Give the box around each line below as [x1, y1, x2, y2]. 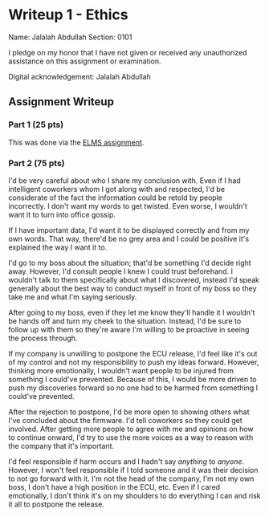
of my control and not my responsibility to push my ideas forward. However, [8, 357, 259, 367]
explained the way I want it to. [8, 242, 108, 252]
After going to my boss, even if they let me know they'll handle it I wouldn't [8, 307, 255, 317]
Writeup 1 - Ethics [8, 6, 128, 24]
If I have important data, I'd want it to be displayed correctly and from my [8, 225, 250, 234]
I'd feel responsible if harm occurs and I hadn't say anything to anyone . [8, 456, 245, 466]
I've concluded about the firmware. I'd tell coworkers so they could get [8, 415, 243, 425]
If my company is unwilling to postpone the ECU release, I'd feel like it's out [8, 348, 258, 358]
